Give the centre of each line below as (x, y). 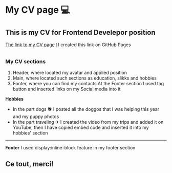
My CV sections (26, 61)
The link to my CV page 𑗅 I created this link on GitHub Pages (68, 45)
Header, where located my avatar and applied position (70, 73)
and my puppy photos (36, 117)
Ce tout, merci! (29, 164)
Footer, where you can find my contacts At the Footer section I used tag (88, 84)
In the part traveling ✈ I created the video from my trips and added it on (88, 122)
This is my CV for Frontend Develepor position (80, 32)
